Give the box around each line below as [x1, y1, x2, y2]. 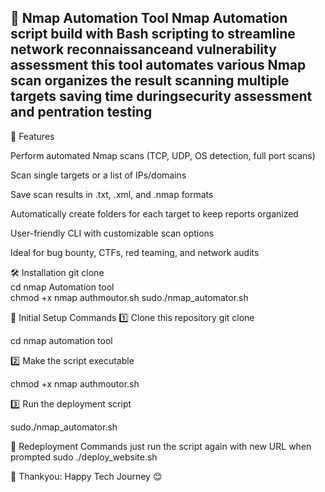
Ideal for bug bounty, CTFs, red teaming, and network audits [10, 246, 260, 258]
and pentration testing [10, 104, 153, 121]
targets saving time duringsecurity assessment [10, 88, 313, 105]
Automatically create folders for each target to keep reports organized [10, 207, 299, 220]
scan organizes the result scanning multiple [10, 72, 290, 90]
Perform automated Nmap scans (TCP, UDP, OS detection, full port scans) [10, 149, 316, 161]
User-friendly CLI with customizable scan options [10, 227, 215, 239]
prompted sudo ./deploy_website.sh [10, 451, 158, 463]
